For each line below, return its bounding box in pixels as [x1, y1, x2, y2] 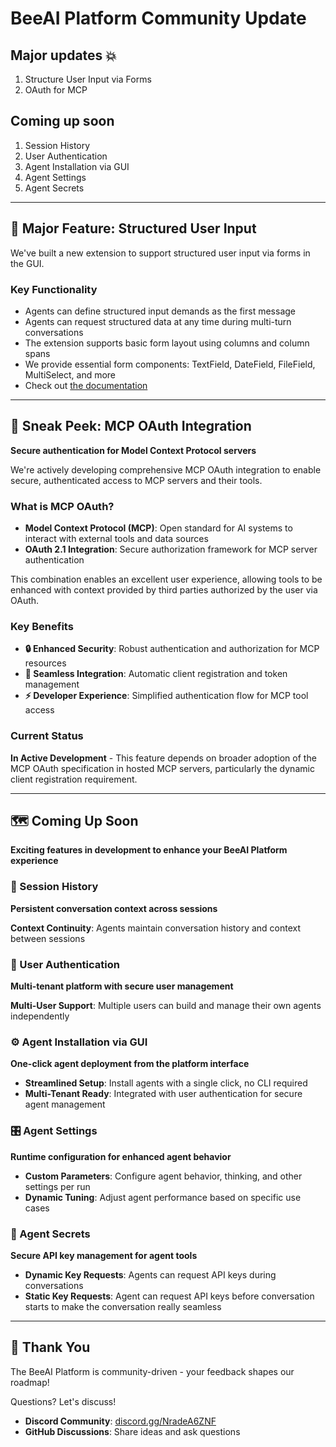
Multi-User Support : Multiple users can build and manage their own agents [10, 1000, 322, 1012]
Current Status [10, 729, 84, 743]
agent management [24, 1098, 106, 1111]
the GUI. [10, 257, 45, 269]
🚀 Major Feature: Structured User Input [10, 220, 257, 237]
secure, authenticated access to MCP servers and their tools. [10, 474, 263, 486]
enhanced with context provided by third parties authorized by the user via [10, 584, 318, 596]
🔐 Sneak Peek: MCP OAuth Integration [10, 418, 252, 435]
